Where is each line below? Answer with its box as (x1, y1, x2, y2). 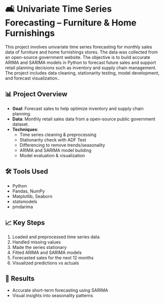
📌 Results (5, 274, 34, 282)
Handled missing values (12, 239, 61, 245)
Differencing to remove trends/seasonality (19, 142, 105, 148)
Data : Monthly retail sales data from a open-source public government (12, 116, 156, 122)
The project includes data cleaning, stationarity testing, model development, (5, 70, 160, 76)
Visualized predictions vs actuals (12, 260, 79, 266)
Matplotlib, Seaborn (12, 193, 53, 199)
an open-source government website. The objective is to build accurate (5, 54, 150, 60)
